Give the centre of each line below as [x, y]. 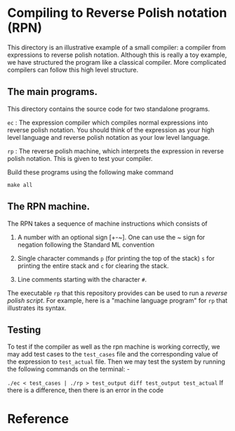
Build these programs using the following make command [90, 172]
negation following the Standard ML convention [86, 245]
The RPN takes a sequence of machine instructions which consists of [108, 224]
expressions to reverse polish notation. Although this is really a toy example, [117, 55]
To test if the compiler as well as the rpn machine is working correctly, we [114, 347]
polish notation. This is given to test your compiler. [80, 158]
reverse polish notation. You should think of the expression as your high [111, 130]
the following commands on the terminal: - [68, 369]
